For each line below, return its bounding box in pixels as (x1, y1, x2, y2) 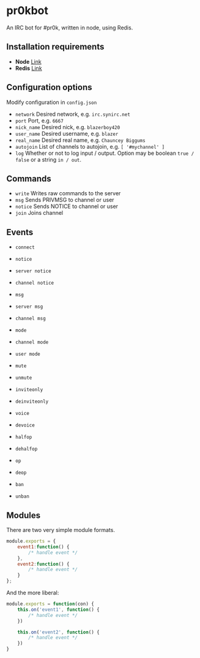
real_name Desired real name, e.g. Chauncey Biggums (15, 136, 146, 144)
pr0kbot (6, 4, 49, 18)
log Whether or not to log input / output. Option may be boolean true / (15, 149, 194, 157)
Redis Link (15, 64, 42, 72)
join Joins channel (15, 209, 63, 217)
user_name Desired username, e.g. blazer (15, 130, 119, 137)
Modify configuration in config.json (6, 99, 97, 106)
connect (15, 244, 35, 251)
